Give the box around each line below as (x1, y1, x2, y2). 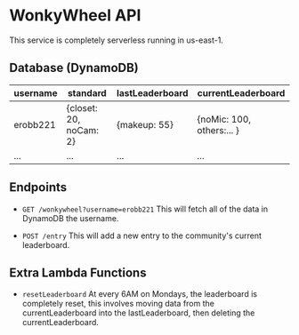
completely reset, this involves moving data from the (21, 299, 215, 309)
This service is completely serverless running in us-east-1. (9, 35, 224, 45)
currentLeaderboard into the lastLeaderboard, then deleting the (21, 307, 255, 318)
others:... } (197, 124, 240, 136)
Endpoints (9, 179, 68, 195)
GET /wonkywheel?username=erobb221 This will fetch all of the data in (21, 203, 269, 214)
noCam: (66, 124, 100, 136)
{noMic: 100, (197, 113, 252, 125)
